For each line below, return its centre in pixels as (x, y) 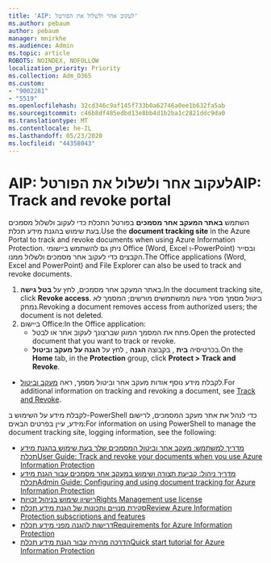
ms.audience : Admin (41, 46)
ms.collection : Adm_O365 (50, 76)
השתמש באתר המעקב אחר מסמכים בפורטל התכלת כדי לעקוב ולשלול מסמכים (129, 223)
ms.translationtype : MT (48, 121)
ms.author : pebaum (39, 23)
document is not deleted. (61, 315)
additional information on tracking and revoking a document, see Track (138, 391)
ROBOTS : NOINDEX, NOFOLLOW (54, 61)
